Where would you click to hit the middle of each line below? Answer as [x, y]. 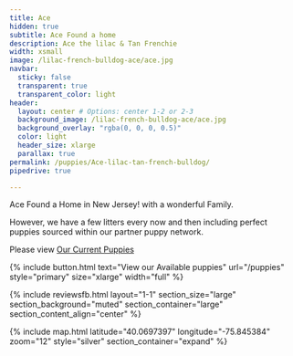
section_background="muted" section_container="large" [116, 304]
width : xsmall [37, 52]
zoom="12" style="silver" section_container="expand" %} [119, 341]
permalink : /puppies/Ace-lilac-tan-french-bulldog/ [110, 162]
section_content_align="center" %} [75, 314]
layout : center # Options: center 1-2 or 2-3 [106, 111]
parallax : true [47, 153]
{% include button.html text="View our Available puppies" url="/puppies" [147, 267]
